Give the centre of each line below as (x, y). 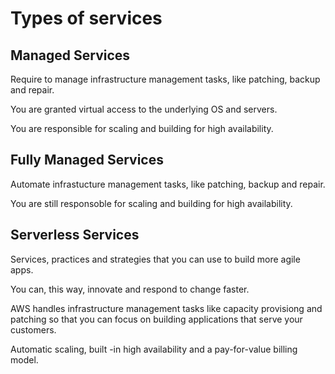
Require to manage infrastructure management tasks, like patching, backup (165, 79)
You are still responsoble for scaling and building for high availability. (151, 203)
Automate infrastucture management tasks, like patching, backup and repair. (168, 184)
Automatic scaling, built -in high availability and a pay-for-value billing (154, 349)
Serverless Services (75, 235)
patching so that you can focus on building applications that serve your (156, 319)
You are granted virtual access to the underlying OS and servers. (144, 109)
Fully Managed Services (87, 160)
